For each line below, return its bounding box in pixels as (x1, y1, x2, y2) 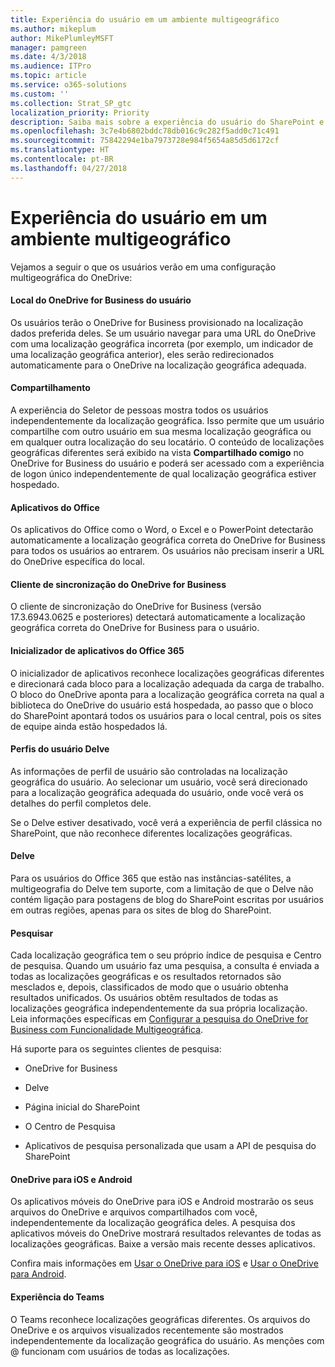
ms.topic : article (10, 71, 87, 81)
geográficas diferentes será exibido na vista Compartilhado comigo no (10, 446, 305, 458)
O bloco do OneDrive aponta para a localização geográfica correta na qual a (10, 688, 325, 700)
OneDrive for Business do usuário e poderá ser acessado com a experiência (10, 457, 325, 469)
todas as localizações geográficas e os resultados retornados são (10, 971, 282, 983)
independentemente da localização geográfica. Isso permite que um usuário (10, 414, 325, 426)
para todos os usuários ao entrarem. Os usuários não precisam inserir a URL (10, 545, 325, 557)
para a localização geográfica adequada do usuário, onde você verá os (10, 786, 304, 798)
